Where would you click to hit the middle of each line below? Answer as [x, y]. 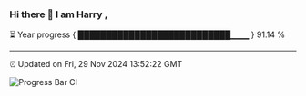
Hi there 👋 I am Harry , [59, 14]
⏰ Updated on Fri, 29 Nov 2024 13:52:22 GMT [96, 64]
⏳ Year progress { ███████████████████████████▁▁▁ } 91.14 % [147, 34]
